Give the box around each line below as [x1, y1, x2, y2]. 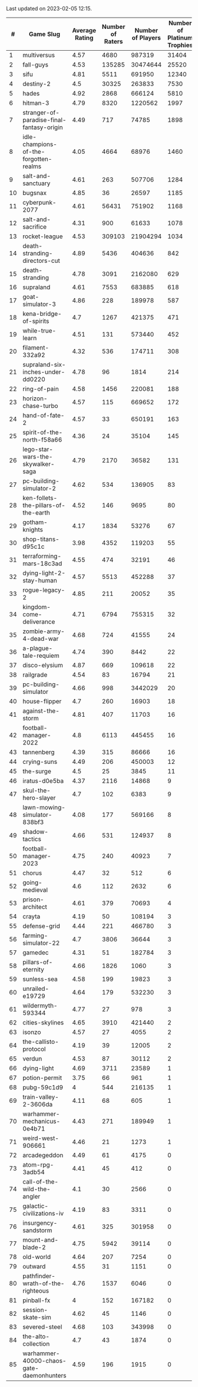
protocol [22, 1045, 46, 1053]
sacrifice [22, 223, 47, 230]
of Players [131, 34, 161, 42]
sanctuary [22, 179, 51, 187]
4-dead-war [22, 635, 59, 643]
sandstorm [22, 1226, 52, 1234]
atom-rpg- [22, 1161, 54, 1169]
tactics [22, 835, 41, 843]
